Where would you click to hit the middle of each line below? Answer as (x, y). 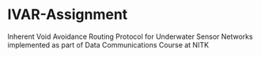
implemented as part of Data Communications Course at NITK (108, 44)
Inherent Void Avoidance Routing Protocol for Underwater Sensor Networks (130, 36)
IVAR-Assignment (68, 15)
